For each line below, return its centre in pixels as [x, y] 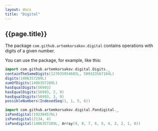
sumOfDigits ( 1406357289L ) [31, 83]
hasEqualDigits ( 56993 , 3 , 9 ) [35, 97]
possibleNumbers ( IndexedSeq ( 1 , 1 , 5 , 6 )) [48, 101]
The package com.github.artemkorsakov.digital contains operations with [79, 46]
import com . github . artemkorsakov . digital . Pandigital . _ [62, 110]
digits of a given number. [30, 51]
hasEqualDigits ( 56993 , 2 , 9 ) [35, 92]
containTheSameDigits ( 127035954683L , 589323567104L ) [60, 74]
